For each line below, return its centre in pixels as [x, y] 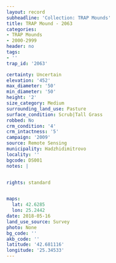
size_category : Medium [35, 103]
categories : [21, 29]
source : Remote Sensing [37, 143]
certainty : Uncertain [34, 74]
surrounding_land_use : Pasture [46, 109]
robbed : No [20, 120]
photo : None [21, 227]
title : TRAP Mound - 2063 [39, 23]
